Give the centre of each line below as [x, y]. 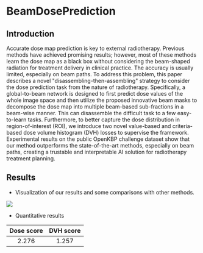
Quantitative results [40, 215]
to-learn [16, 119]
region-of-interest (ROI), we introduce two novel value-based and [89, 126]
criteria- [183, 126]
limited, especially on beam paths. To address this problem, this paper [94, 74]
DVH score [65, 230]
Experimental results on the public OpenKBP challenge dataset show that [98, 139]
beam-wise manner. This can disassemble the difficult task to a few [91, 113]
